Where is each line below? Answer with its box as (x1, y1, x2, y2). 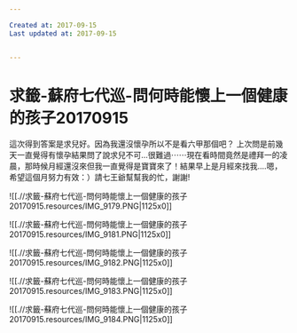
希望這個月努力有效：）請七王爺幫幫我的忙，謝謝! (9, 172, 191, 183)
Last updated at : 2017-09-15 (9, 28, 117, 38)
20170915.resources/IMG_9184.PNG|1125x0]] (9, 314, 173, 325)
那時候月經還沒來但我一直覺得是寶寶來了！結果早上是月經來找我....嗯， (24, 161, 283, 171)
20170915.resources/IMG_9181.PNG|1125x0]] (9, 229, 171, 240)
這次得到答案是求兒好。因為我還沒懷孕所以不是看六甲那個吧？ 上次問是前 (9, 139, 276, 149)
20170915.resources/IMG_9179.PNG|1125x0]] (9, 201, 173, 211)
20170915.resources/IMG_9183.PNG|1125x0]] (9, 286, 173, 297)
